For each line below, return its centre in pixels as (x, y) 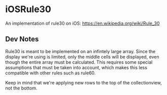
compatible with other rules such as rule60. (51, 73)
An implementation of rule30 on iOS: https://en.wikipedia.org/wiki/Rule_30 (82, 23)
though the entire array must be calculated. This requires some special (79, 62)
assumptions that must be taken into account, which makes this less (76, 67)
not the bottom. (21, 88)
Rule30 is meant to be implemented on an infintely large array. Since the (80, 51)
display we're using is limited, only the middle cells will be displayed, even (82, 57)
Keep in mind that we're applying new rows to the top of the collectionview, (83, 82)
